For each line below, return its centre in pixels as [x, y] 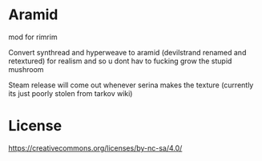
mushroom [26, 69]
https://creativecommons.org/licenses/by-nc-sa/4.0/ [95, 148]
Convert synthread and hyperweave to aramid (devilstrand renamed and [127, 52]
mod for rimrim [33, 37]
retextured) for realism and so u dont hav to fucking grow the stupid [120, 61]
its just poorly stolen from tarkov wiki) [71, 93]
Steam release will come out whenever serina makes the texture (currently [131, 85]
